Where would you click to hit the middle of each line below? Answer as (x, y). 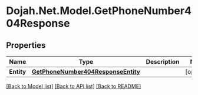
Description (163, 62)
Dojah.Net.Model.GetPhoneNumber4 (99, 11)
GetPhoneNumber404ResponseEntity (86, 72)
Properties (26, 45)
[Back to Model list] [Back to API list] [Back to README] (74, 86)
